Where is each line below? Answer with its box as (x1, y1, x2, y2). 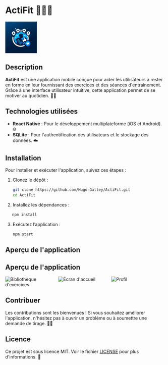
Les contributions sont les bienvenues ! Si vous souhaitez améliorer (5, 309, 145, 316)
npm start (12, 232, 34, 237)
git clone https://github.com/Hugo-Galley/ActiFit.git (12, 187, 131, 192)
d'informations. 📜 (5, 353, 41, 360)
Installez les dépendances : (12, 202, 70, 208)
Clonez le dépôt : (12, 177, 48, 183)
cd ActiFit (12, 193, 36, 198)
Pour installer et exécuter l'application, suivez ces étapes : (5, 167, 127, 173)
